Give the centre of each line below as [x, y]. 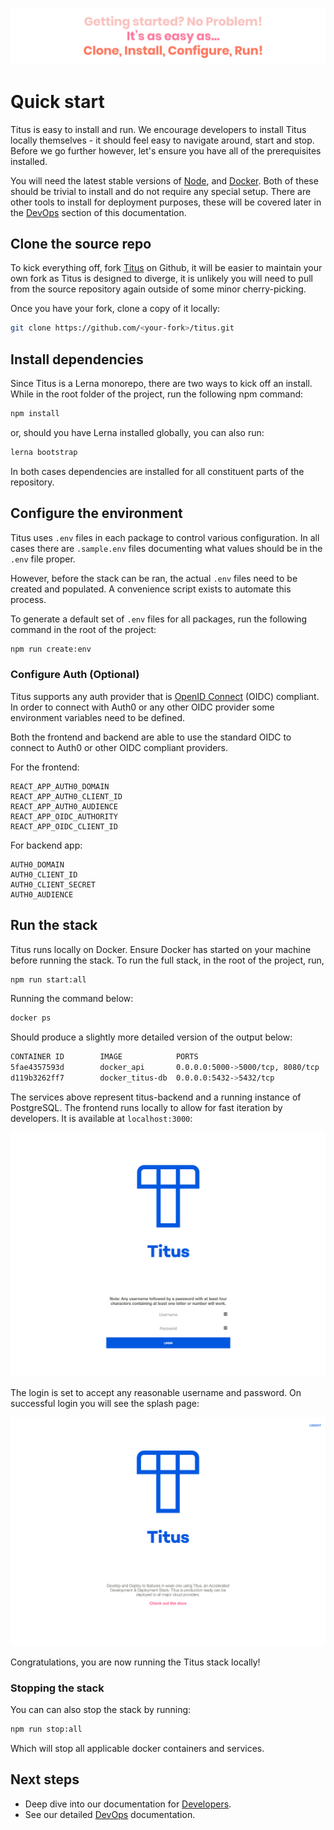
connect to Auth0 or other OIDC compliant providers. [119, 747]
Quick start [57, 101]
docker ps [31, 1018]
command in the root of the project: [83, 629]
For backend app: [46, 845]
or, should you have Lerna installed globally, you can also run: [137, 432]
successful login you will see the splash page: [105, 1404]
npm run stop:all [46, 1729]
